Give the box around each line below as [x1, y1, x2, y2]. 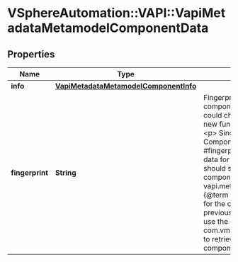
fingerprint [11, 168, 48, 178]
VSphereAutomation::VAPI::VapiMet [7, 5, 226, 21]
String [55, 168, 76, 178]
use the [203, 217, 229, 226]
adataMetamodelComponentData [7, 20, 209, 36]
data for [203, 154, 230, 164]
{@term [203, 190, 229, 200]
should [203, 164, 227, 173]
